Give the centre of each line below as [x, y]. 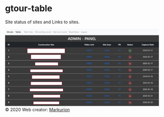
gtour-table [29, 8]
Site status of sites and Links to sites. [42, 22]
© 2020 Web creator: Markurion [37, 110]
